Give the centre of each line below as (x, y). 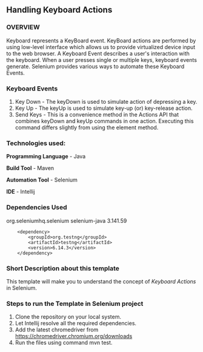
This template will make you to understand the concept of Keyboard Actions (101, 281)
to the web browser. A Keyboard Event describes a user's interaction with (98, 53)
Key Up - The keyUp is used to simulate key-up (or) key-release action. (104, 108)
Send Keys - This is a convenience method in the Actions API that (97, 114)
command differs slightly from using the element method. (87, 127)
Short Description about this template (63, 268)
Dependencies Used (37, 208)
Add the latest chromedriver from (57, 330)
